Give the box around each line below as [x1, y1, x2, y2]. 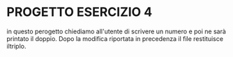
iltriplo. [6, 42, 27, 50]
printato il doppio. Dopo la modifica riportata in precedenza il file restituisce [6, 34, 224, 42]
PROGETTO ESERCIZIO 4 [6, 4, 153, 20]
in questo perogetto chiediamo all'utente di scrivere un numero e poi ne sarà [6, 27, 226, 35]
